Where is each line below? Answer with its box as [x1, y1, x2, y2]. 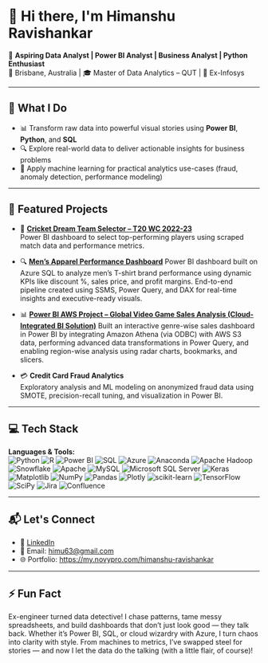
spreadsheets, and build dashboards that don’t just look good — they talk [8, 621, 250, 630]
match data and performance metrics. [19, 241, 145, 250]
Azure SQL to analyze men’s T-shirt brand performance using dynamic [19, 268, 252, 277]
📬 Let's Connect [8, 512, 96, 526]
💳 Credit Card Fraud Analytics [19, 371, 124, 380]
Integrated [19, 320, 56, 330]
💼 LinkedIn [19, 538, 55, 547]
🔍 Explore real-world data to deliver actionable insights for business [19, 143, 245, 153]
